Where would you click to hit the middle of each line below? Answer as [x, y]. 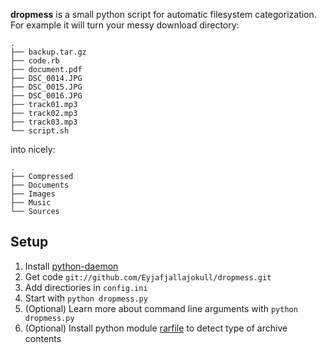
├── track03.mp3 [44, 122]
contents [43, 338]
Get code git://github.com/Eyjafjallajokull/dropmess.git [148, 276]
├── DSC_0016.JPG [46, 96]
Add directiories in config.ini [86, 287]
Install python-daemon [71, 266]
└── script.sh [40, 131]
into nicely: [33, 149]
